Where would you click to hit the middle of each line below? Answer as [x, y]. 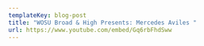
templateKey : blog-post [48, 15]
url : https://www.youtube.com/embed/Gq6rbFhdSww [90, 30]
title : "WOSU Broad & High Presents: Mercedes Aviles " [102, 23]
